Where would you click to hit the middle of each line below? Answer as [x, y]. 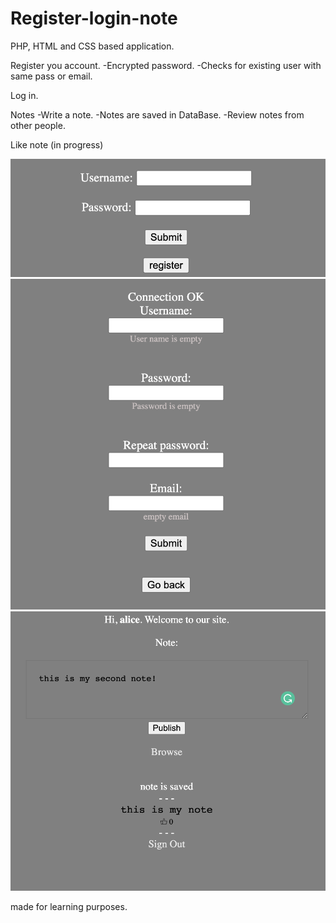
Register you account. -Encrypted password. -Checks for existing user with [166, 65]
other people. [38, 125]
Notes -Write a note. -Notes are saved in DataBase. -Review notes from [157, 114]
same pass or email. [51, 76]
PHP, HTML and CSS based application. [92, 46]
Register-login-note [94, 18]
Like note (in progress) [57, 144]
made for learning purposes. [69, 907]
